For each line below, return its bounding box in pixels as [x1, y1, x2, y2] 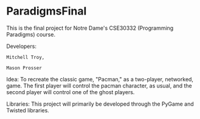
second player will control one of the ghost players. [6, 88, 135, 95]
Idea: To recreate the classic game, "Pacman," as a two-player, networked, [6, 75, 193, 83]
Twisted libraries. [6, 106, 50, 114]
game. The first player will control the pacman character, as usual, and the [6, 82, 193, 89]
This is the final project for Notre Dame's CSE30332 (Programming [6, 24, 174, 32]
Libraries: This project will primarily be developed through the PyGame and [6, 100, 194, 107]
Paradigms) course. [6, 30, 56, 38]
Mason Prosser [6, 65, 43, 71]
